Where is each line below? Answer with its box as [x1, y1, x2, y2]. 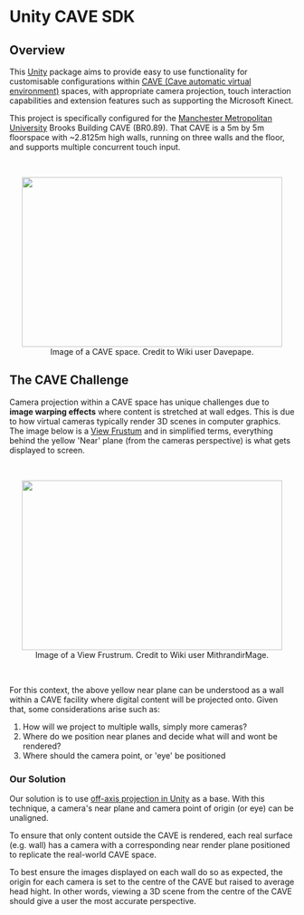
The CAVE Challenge [9, 373, 129, 388]
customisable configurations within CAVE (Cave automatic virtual [9, 76, 252, 87]
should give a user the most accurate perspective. [9, 896, 196, 907]
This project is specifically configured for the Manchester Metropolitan [9, 113, 273, 123]
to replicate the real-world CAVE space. [9, 849, 157, 861]
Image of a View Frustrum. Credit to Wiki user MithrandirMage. [34, 649, 270, 660]
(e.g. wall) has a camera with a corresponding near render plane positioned [9, 840, 290, 851]
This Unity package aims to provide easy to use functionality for [9, 66, 248, 77]
